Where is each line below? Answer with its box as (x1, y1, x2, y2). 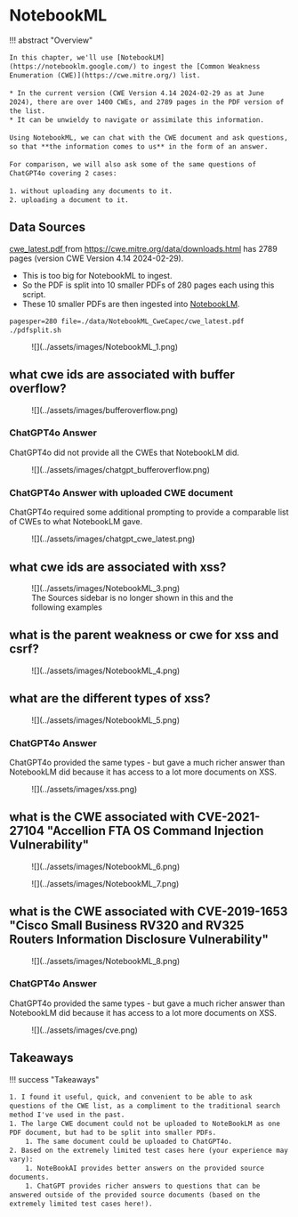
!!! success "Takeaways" (9, 1074, 100, 1084)
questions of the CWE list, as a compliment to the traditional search (9, 1101, 280, 1110)
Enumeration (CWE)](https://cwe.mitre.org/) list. (9, 70, 201, 80)
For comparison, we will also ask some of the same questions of (9, 159, 256, 169)
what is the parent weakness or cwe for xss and (9, 628, 279, 643)
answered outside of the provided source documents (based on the (9, 1190, 261, 1199)
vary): (9, 1155, 34, 1164)
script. (21, 288, 46, 299)
